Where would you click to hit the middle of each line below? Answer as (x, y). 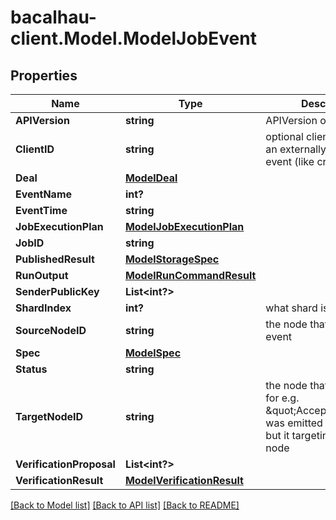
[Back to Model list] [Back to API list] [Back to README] (125, 505)
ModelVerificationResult (184, 480)
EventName (44, 194)
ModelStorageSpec (172, 259)
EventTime (41, 210)
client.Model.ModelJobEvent (133, 38)
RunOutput (42, 275)
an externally (296, 149)
